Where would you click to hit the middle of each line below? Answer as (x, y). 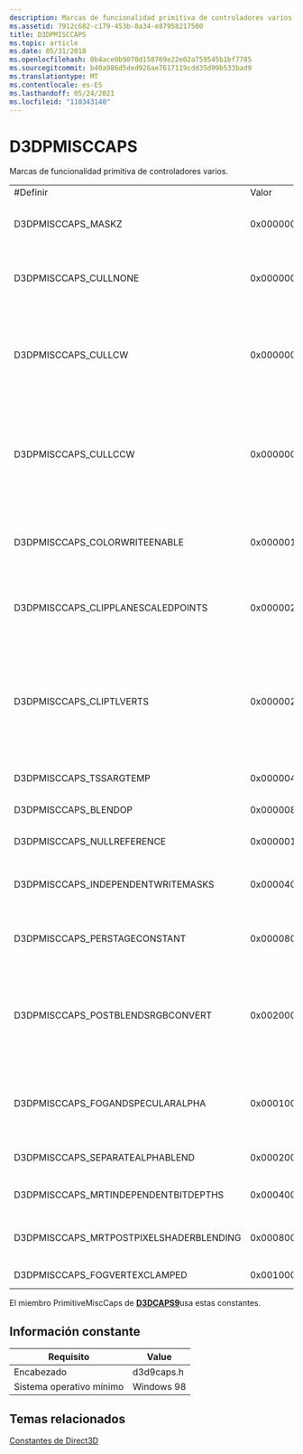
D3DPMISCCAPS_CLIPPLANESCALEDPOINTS (111, 608)
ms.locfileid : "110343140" (60, 102)
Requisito (69, 1357)
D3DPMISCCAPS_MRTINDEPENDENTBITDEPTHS (119, 1195)
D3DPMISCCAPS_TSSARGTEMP (82, 778)
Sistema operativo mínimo (69, 1387)
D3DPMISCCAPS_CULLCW (71, 355)
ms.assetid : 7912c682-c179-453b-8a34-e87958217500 (106, 26)
